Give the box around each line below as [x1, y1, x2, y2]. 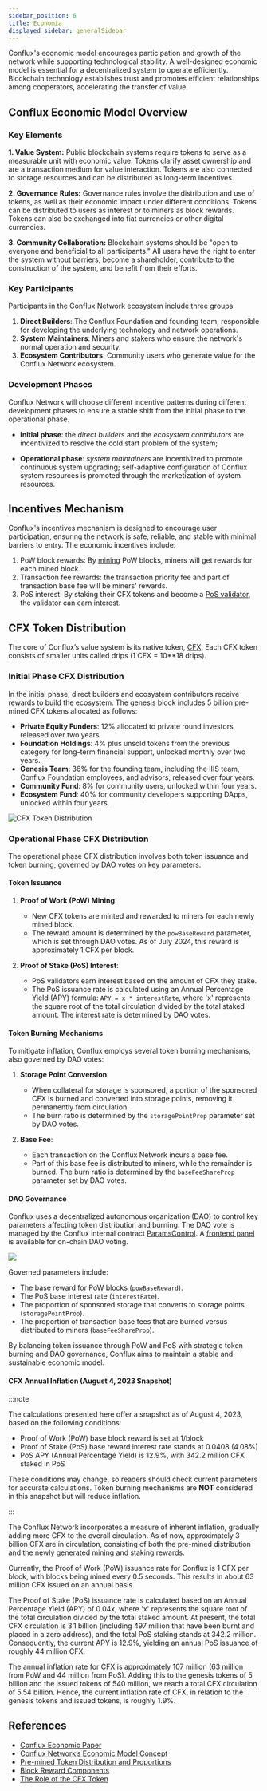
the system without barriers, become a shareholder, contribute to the [8, 255, 235, 264]
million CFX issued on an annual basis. [8, 1579, 135, 1589]
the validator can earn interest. [19, 598, 121, 607]
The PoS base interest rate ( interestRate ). [19, 1291, 159, 1301]
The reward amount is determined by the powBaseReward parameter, [31, 928, 252, 938]
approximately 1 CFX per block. [31, 945, 135, 955]
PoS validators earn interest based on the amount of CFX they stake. [31, 976, 257, 986]
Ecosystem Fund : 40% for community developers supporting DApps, [19, 789, 249, 799]
